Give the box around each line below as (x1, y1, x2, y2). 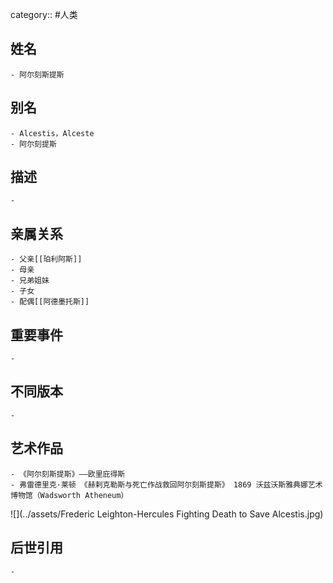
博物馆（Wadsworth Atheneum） (10, 490, 129, 500)
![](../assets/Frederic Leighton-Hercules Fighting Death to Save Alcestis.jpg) (10, 508, 324, 520)
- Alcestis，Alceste (10, 128, 95, 138)
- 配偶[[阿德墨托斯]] (10, 297, 90, 307)
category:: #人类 (10, 9, 78, 20)
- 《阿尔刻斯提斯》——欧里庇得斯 (10, 469, 126, 479)
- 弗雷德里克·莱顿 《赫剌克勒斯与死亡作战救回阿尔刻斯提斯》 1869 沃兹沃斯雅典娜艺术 (10, 479, 323, 490)
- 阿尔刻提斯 (10, 139, 57, 149)
